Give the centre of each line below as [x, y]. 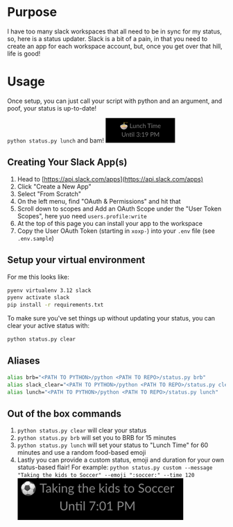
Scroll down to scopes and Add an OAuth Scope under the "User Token [119, 209]
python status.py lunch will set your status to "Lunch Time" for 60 [113, 445]
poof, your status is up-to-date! [52, 108]
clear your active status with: [49, 326]
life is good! [24, 54]
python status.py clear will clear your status [82, 430]
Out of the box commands [64, 413]
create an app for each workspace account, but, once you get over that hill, [115, 46]
